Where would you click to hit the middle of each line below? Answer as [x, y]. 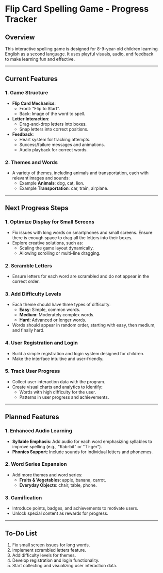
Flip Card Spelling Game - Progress [77, 9]
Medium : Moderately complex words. [57, 315]
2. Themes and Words [32, 162]
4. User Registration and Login [41, 343]
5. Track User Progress [33, 371]
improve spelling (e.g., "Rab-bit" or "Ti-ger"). [57, 446]
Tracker [21, 19]
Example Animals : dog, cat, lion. [52, 183]
